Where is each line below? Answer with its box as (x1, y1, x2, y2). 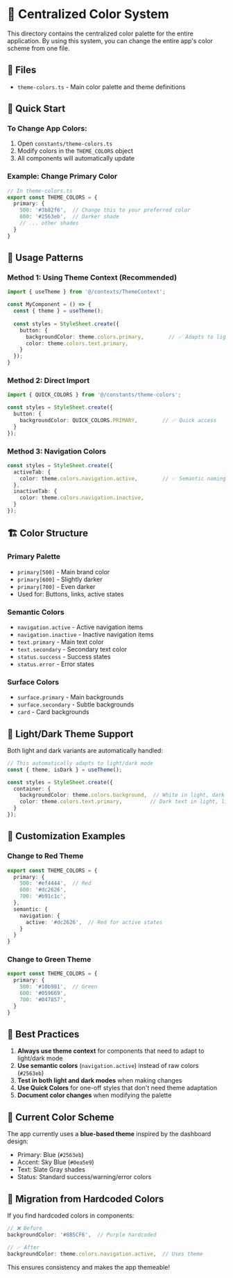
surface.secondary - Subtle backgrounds (17, 700, 135, 709)
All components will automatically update (17, 154, 135, 163)
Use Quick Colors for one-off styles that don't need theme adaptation (17, 1084, 217, 1092)
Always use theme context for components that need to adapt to (17, 1046, 205, 1055)
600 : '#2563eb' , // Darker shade (19, 213, 119, 220)
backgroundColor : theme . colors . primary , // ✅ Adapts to (25, 333, 214, 340)
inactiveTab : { (13, 488, 58, 495)
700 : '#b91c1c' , (19, 893, 67, 900)
